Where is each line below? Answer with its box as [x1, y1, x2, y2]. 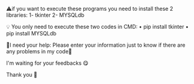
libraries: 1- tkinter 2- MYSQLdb [6, 11, 85, 19]
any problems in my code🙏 [6, 48, 72, 55]
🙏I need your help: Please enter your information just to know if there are [6, 41, 186, 49]
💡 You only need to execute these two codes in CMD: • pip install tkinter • [6, 23, 189, 30]
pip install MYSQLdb [6, 30, 57, 37]
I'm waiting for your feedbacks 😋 [6, 59, 89, 67]
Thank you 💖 [6, 71, 38, 78]
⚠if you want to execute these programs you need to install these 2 [6, 5, 174, 12]
